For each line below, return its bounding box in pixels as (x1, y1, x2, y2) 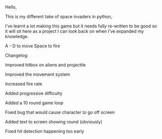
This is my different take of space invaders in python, (5, 14, 113, 19)
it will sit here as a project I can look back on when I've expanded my (5, 28, 144, 34)
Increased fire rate (5, 81, 43, 87)
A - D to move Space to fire (5, 43, 60, 48)
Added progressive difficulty (5, 91, 63, 96)
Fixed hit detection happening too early (5, 128, 84, 134)
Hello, (5, 4, 17, 10)
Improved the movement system (5, 71, 70, 77)
